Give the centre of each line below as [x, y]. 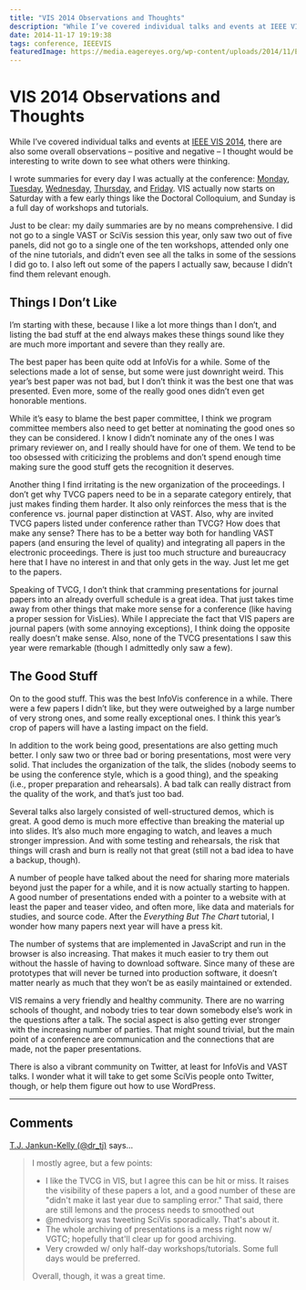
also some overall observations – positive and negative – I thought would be [152, 152]
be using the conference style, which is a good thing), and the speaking [144, 774]
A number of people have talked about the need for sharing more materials [149, 877]
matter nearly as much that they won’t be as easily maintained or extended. [151, 982]
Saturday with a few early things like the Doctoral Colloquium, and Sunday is [153, 198]
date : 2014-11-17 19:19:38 [61, 35]
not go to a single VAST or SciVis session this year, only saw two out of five [151, 236]
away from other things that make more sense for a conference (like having [151, 609]
